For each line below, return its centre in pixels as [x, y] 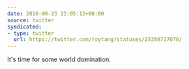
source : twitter [31, 20]
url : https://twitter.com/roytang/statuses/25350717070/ [98, 40]
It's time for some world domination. [59, 59]
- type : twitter [31, 33]
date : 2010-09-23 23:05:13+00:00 [56, 14]
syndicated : [24, 26]
